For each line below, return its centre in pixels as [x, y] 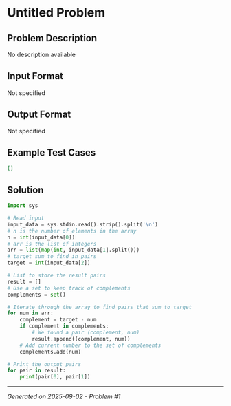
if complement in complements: [64, 326]
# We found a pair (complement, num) [86, 332]
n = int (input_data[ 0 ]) [41, 237]
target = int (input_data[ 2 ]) [49, 263]
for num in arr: [30, 313]
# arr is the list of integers [52, 244]
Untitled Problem [56, 13]
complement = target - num [58, 320]
